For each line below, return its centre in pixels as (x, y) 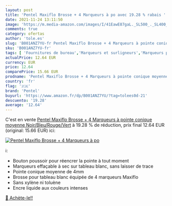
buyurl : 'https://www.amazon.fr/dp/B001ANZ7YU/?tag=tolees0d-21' (76, 96)
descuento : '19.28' (26, 100)
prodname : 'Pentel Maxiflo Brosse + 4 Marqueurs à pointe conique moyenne (87, 77)
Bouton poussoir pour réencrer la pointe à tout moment (71, 161)
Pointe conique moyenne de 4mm (48, 172)
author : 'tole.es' (25, 39)
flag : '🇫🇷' (18, 86)
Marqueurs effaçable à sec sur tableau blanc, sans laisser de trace (83, 166)
